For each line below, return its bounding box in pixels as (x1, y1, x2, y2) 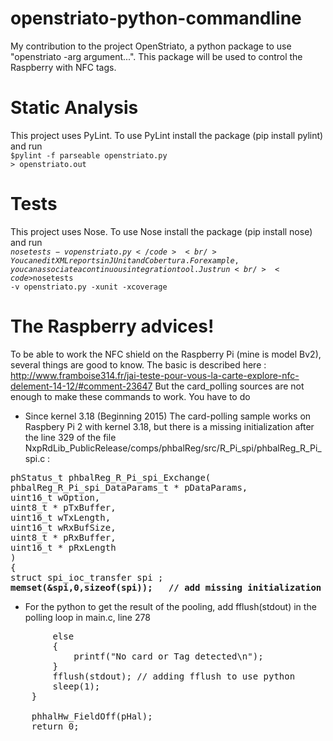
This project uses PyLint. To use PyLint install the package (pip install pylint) (10, 129, 324, 141)
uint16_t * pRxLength (10, 542, 117, 553)
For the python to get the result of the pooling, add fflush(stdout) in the (24, 600, 317, 612)
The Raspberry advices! (10, 315, 215, 337)
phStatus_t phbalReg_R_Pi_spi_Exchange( (10, 472, 212, 483)
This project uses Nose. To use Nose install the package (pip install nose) (10, 225, 313, 237)
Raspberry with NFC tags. (10, 61, 117, 73)
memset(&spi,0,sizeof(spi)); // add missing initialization (10, 582, 322, 593)
